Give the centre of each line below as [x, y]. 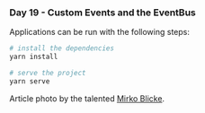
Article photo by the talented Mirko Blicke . [87, 98]
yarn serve [30, 81]
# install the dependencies [62, 48]
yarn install [34, 57]
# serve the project [48, 74]
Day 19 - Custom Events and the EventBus [102, 13]
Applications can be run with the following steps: [100, 32]
